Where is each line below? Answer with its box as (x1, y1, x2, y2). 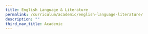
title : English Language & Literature (5, 7, 88, 12)
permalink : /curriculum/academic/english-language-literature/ (5, 12, 143, 17)
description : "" (5, 16, 40, 21)
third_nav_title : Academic (5, 21, 63, 26)
